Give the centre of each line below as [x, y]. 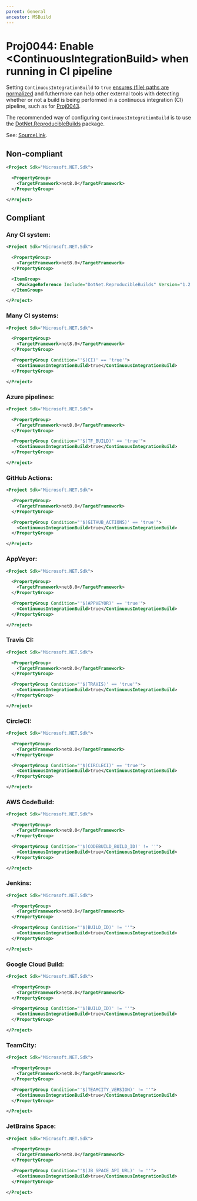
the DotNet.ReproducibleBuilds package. [55, 124]
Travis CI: [20, 640]
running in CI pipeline [59, 71]
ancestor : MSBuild [29, 17]
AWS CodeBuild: [30, 802]
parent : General [26, 11]
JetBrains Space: [31, 1126]
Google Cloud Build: [35, 964]
